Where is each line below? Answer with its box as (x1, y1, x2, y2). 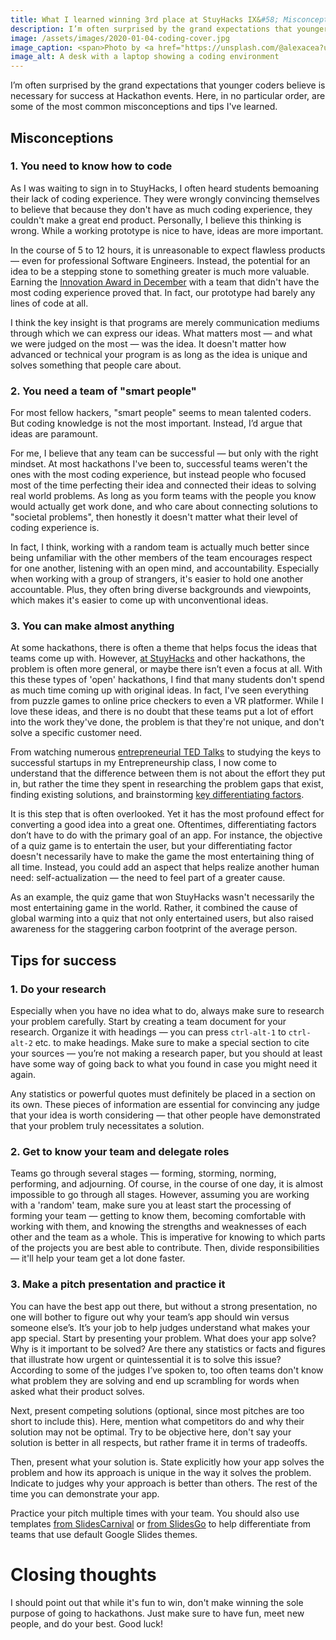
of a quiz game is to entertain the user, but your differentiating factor (10, 840, 293, 852)
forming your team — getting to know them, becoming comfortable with (10, 1210, 307, 1222)
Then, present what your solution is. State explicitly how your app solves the (10, 1456, 325, 1468)
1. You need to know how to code (10, 159, 173, 173)
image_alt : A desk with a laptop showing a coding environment (10, 52, 280, 62)
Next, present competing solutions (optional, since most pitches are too (10, 1404, 305, 1416)
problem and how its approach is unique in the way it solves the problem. (10, 1466, 312, 1478)
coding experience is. (10, 522, 100, 534)
